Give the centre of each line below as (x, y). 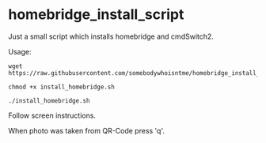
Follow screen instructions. (52, 115)
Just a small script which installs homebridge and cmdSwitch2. (111, 36)
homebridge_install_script (96, 15)
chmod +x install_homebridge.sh (61, 87)
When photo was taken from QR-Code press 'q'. (86, 130)
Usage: (20, 51)
